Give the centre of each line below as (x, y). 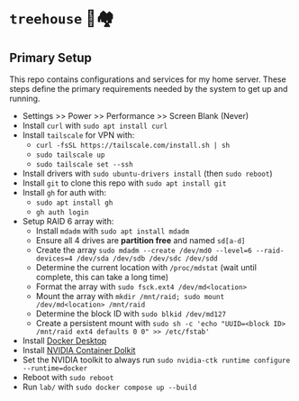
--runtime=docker (55, 369)
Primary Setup (51, 57)
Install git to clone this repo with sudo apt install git (124, 183)
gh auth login (62, 213)
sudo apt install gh (74, 203)
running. (25, 98)
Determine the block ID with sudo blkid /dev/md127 (131, 314)
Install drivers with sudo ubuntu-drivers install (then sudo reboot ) (147, 173)
